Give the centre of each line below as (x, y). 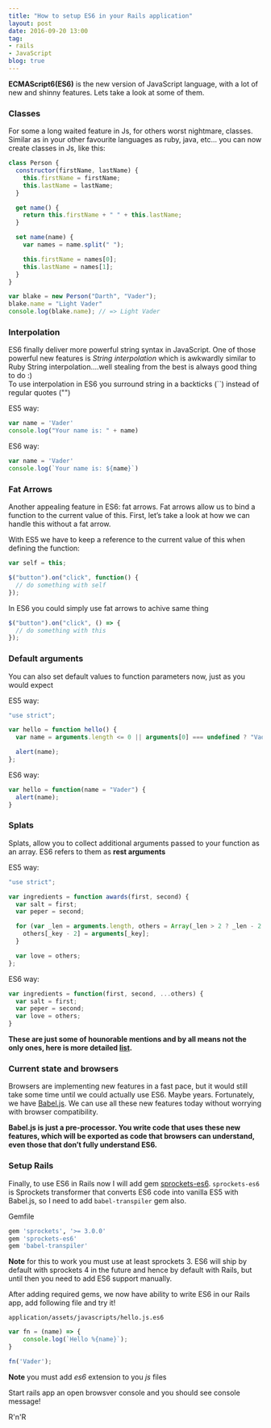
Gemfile (21, 1216)
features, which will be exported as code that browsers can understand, (131, 1136)
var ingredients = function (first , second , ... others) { (106, 994)
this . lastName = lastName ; (68, 185)
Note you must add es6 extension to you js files (88, 1377)
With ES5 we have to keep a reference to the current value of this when (127, 540)
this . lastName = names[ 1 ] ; (68, 267)
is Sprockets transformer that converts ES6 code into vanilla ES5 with (124, 1192)
